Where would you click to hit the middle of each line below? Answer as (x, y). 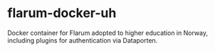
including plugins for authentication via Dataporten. (83, 40)
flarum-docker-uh (62, 13)
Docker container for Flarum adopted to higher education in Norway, (108, 33)
